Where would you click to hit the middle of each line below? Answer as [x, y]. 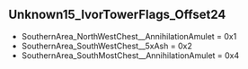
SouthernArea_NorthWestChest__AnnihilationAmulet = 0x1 [129, 36]
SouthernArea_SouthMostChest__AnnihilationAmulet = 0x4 [130, 55]
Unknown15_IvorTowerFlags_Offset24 [117, 15]
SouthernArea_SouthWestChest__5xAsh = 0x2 [106, 46]
